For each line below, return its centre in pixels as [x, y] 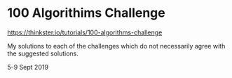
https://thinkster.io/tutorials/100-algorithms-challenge [85, 32]
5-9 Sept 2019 [28, 67]
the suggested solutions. [43, 53]
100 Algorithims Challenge [87, 13]
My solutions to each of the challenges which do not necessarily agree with [116, 46]
